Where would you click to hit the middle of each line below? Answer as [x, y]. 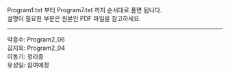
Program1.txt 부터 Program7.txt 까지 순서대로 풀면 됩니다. [85, 10]
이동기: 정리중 [26, 56]
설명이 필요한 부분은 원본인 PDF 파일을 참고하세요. [74, 18]
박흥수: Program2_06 [36, 39]
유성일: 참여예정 [28, 65]
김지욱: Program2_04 [36, 48]
